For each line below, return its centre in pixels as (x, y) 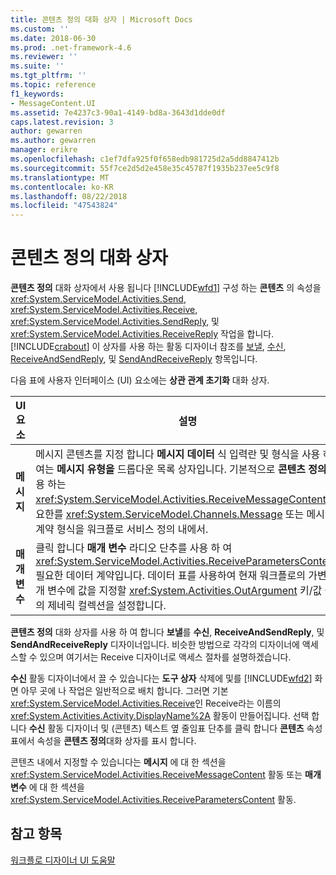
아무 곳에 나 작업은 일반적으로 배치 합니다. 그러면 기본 (124, 691)
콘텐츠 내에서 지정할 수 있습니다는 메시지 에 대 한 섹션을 (118, 762)
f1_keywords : (37, 94)
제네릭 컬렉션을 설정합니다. (107, 606)
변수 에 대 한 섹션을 (47, 787)
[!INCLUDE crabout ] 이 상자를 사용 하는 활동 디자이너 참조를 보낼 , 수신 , (148, 347)
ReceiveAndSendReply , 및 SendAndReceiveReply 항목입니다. (134, 359)
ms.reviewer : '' (44, 57)
